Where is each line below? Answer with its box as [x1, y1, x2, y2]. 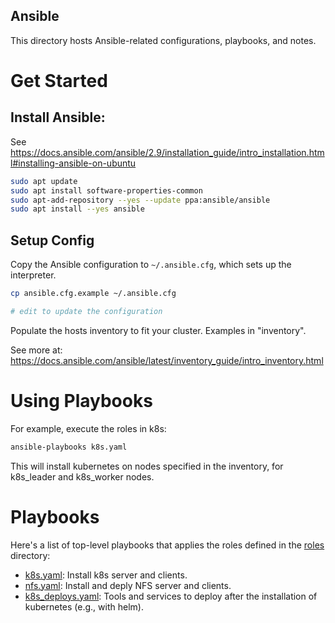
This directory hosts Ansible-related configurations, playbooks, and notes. [10, 34, 317, 46]
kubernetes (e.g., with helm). [24, 600, 144, 613]
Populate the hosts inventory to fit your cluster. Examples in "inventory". [10, 324, 307, 336]
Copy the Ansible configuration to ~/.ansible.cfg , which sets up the [10, 259, 292, 271]
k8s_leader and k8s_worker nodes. [10, 470, 155, 483]
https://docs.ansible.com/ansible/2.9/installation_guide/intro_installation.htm [10, 146, 325, 158]
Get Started [10, 70, 108, 92]
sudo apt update [10, 176, 78, 186]
